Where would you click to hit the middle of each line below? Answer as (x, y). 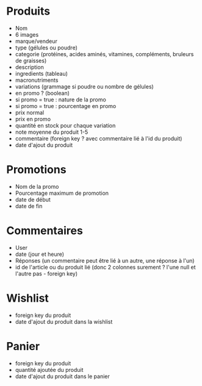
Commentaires (45, 231)
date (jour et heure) (40, 254)
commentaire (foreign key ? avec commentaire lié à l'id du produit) (99, 138)
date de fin (29, 206)
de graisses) (31, 60)
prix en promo (33, 119)
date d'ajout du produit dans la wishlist (64, 321)
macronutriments (37, 80)
